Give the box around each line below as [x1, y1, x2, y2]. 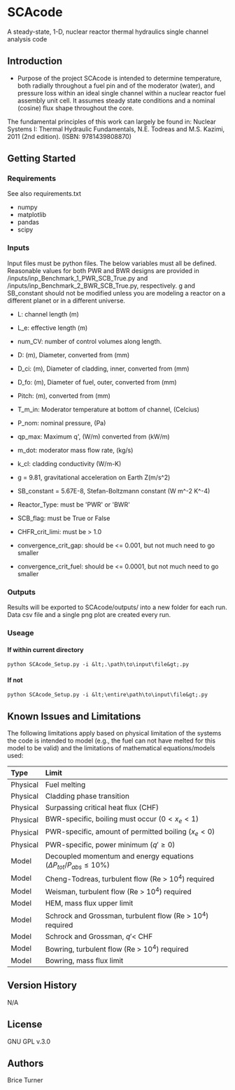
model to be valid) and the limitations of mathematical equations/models [7, 744, 215, 752]
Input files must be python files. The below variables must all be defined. [7, 259, 217, 267]
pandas [17, 218, 40, 227]
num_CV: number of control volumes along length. [17, 337, 162, 345]
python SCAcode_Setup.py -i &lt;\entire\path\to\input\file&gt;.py [7, 691, 208, 698]
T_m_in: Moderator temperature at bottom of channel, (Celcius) [17, 405, 200, 413]
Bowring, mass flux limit [45, 956, 124, 966]
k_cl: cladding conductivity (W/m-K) [17, 459, 122, 467]
